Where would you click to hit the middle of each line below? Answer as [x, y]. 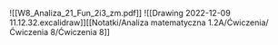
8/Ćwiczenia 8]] [80, 32]
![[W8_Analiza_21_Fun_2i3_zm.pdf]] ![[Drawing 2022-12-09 [120, 13]
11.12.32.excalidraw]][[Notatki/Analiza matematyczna [108, 22]
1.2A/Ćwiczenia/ [238, 22]
